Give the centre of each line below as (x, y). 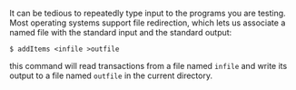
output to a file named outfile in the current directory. (111, 75)
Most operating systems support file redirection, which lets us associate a (148, 23)
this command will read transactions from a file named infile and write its (148, 66)
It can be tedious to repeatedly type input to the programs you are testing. (148, 13)
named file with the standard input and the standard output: (121, 32)
